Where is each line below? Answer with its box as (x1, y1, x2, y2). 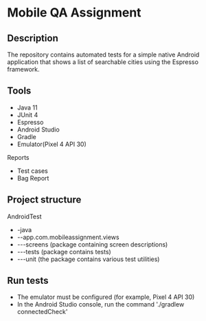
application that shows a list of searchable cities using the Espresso (7, 58, 199, 66)
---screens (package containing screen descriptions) (16, 240, 168, 249)
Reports (7, 153, 30, 161)
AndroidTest (7, 212, 42, 220)
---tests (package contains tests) (16, 247, 111, 256)
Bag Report (16, 174, 49, 182)
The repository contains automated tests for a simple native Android (7, 50, 200, 59)
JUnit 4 (16, 110, 38, 118)
